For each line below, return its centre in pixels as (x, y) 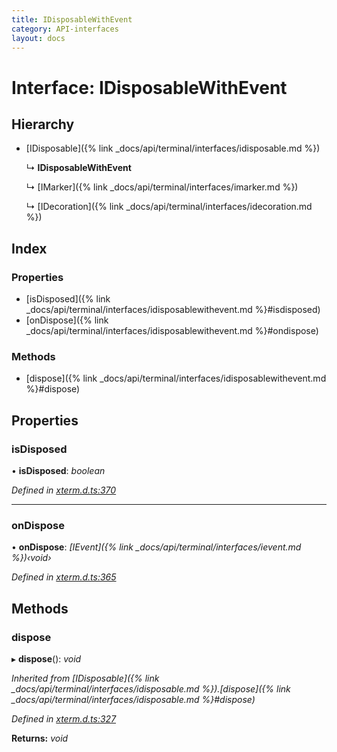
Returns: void (40, 738)
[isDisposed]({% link (68, 299)
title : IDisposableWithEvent (72, 19)
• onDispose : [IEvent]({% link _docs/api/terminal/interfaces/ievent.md (156, 547)
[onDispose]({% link (67, 320)
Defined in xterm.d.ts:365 (64, 577)
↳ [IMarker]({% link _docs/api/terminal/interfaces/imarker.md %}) (162, 187)
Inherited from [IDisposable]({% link (85, 678)
